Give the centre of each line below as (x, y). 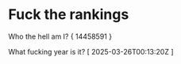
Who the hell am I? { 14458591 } (60, 36)
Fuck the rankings (69, 15)
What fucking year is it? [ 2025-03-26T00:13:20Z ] (91, 51)
